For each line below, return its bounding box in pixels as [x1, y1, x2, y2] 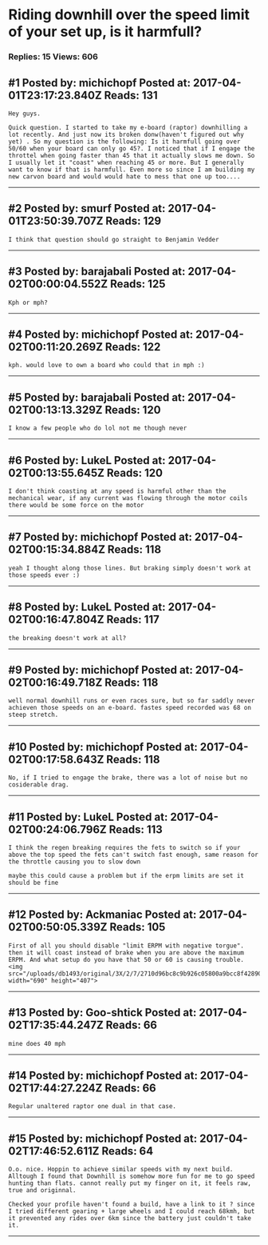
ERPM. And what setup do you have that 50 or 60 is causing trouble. [8, 955, 245, 963]
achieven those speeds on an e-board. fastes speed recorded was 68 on [8, 704, 251, 712]
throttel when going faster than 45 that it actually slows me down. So [8, 151, 255, 159]
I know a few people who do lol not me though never [8, 424, 187, 433]
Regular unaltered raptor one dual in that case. [8, 1103, 177, 1111]
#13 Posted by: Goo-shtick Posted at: [8, 1006, 197, 1019]
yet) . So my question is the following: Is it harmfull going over [8, 138, 241, 146]
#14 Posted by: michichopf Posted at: [8, 1069, 198, 1083]
